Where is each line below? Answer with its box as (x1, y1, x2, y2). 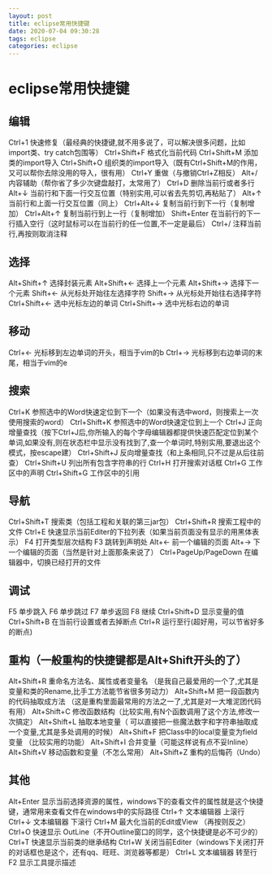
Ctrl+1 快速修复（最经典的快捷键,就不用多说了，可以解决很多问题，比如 (8, 137, 246, 147)
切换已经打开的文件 (36, 557, 101, 567)
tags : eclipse (8, 34, 57, 43)
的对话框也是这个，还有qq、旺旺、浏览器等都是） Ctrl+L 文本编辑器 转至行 (8, 847, 257, 857)
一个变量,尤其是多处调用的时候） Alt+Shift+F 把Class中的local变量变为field (8, 727, 258, 736)
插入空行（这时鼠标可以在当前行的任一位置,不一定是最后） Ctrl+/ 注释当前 (15, 219, 261, 228)
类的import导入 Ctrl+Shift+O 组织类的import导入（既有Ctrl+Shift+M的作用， (8, 158, 262, 167)
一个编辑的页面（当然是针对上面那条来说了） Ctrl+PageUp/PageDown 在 (8, 548, 252, 557)
